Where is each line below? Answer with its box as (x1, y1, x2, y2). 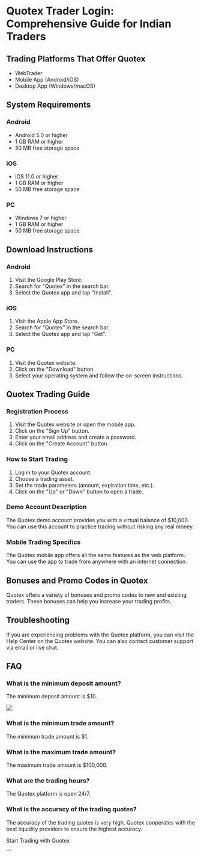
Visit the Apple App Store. (14, 317, 79, 325)
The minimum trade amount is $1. (6, 733, 89, 740)
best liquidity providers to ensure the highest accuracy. (6, 825, 143, 832)
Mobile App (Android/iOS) (14, 76, 79, 83)
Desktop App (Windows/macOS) (14, 82, 96, 90)
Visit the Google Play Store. (14, 276, 83, 283)
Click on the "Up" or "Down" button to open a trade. (14, 488, 144, 495)
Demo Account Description (6, 503, 87, 511)
